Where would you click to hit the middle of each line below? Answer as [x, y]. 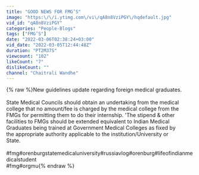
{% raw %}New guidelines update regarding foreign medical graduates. [94, 90]
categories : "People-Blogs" [41, 28]
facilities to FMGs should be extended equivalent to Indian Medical [88, 122]
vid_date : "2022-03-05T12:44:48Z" [49, 45]
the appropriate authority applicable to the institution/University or [87, 134]
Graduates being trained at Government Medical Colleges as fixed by [91, 128]
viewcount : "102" [28, 56]
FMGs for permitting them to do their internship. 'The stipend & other [91, 115]
